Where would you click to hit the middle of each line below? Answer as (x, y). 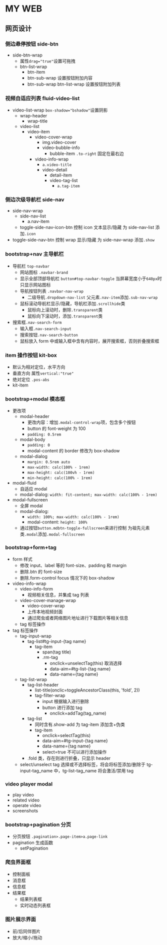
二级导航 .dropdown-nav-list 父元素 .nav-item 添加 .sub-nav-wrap (92, 297)
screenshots (25, 810)
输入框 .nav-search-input (45, 328)
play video (23, 794)
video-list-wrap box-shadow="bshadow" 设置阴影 (60, 110)
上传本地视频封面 (45, 611)
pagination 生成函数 (33, 842)
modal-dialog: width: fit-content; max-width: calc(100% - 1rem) (88, 494)
